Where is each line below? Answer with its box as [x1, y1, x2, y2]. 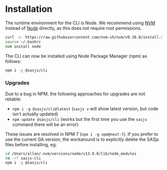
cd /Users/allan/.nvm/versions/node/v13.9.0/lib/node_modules [5, 151, 137, 156]
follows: [5, 58, 21, 64]
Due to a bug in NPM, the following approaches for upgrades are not [5, 91, 146, 97]
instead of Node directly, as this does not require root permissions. [5, 25, 142, 31]
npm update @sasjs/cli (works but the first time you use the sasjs [12, 116, 148, 122]
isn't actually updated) [12, 111, 59, 117]
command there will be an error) [12, 121, 79, 127]
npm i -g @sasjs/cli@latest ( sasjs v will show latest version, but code [12, 106, 159, 112]
